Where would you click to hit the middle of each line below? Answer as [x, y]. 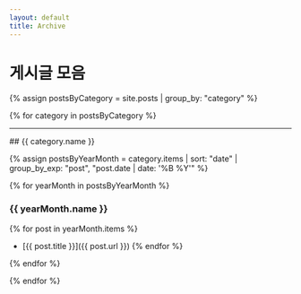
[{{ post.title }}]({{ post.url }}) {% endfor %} [103, 246]
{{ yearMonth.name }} [59, 209]
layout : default [39, 17]
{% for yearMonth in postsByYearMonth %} [90, 186]
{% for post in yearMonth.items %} [74, 229]
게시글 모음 [47, 73]
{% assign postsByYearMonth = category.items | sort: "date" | [124, 159]
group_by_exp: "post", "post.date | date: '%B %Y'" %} [109, 169]
